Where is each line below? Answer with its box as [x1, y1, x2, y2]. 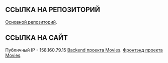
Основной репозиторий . [5, 19, 57, 25]
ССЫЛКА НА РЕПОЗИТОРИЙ [5, 6, 101, 14]
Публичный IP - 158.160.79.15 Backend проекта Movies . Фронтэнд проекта [5, 47, 163, 53]
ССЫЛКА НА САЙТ [5, 34, 68, 42]
